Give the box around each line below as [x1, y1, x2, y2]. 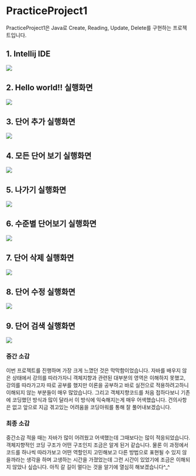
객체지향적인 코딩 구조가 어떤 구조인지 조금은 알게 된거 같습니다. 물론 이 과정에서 [6, 441, 189, 448]
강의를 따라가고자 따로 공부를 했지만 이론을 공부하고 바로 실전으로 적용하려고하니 [6, 382, 189, 389]
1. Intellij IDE [6, 49, 51, 59]
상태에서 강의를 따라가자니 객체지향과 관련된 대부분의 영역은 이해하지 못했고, [12, 374, 186, 381]
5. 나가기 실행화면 [6, 185, 67, 195]
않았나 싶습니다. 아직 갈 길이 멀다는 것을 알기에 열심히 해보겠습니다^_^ [12, 463, 170, 470]
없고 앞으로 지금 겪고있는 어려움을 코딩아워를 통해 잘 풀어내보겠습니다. [12, 403, 171, 410]
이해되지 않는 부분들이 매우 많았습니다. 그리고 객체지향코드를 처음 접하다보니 [6, 389, 180, 396]
